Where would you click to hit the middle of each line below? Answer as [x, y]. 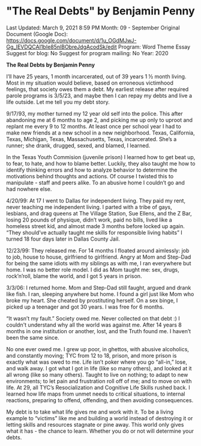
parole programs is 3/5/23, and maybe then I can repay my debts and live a [99, 95]
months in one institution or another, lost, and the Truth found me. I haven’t [98, 331]
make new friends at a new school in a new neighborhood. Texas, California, [100, 133]
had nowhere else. [29, 189]
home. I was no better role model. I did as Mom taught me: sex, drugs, [93, 270]
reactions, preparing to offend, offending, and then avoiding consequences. [100, 400]
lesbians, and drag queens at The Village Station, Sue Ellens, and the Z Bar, [99, 213]
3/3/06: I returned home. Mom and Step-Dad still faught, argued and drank [99, 288]
